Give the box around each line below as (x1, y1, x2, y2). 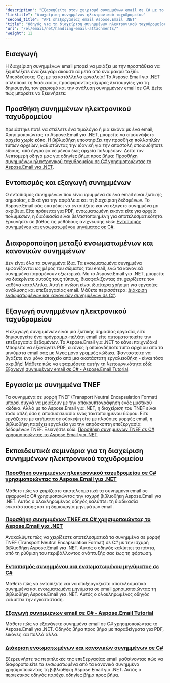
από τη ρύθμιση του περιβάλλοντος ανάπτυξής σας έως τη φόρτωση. (5, 550, 153, 556)
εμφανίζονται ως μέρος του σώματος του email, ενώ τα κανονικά (5, 265, 143, 271)
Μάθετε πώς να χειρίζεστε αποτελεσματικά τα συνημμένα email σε (5, 487, 148, 494)
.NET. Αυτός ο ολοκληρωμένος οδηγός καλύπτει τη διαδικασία (5, 498, 138, 504)
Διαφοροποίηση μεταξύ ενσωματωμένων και (5, 238, 153, 247)
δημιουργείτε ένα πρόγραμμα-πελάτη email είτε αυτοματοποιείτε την (5, 334, 152, 340)
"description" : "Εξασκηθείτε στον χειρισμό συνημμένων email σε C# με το (5, 7, 164, 13)
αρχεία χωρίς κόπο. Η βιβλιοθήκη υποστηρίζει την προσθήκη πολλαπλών (5, 137, 160, 143)
